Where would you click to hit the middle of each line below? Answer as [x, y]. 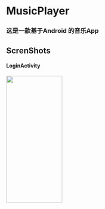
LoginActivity [23, 66]
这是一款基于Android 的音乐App [52, 31]
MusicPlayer [38, 11]
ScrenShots [28, 50]
